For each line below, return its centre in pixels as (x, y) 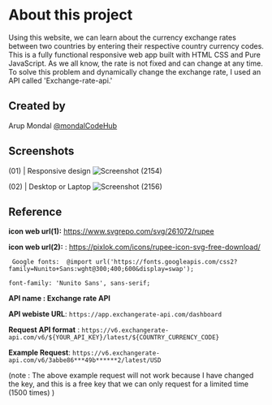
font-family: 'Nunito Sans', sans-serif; (80, 283)
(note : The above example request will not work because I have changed (131, 376)
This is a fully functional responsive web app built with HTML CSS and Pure (135, 54)
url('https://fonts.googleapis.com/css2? (166, 262)
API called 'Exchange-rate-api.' (60, 80)
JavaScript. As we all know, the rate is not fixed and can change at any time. (136, 63)
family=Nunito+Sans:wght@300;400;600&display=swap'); (101, 269)
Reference (35, 211)
